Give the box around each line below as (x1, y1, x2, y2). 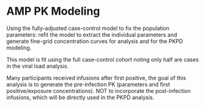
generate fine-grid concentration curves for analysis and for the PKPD (6, 37, 184, 45)
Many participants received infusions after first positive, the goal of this (6, 74, 187, 81)
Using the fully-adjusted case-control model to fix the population (6, 24, 170, 32)
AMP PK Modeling (6, 4, 100, 18)
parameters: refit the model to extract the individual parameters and (6, 31, 177, 38)
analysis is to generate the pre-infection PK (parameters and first (6, 81, 170, 88)
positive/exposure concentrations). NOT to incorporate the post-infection (6, 87, 191, 94)
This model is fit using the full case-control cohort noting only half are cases (6, 56, 199, 63)
